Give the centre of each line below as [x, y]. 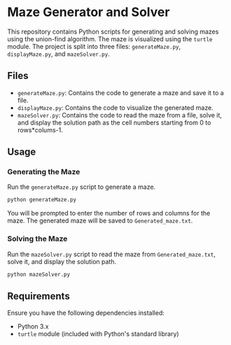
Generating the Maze [44, 172]
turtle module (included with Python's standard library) [98, 334]
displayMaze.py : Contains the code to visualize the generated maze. [115, 107]
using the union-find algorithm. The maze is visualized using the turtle [110, 38]
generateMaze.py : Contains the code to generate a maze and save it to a [120, 92]
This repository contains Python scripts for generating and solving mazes [113, 31]
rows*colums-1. [40, 129]
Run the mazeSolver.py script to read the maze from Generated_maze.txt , [111, 254]
